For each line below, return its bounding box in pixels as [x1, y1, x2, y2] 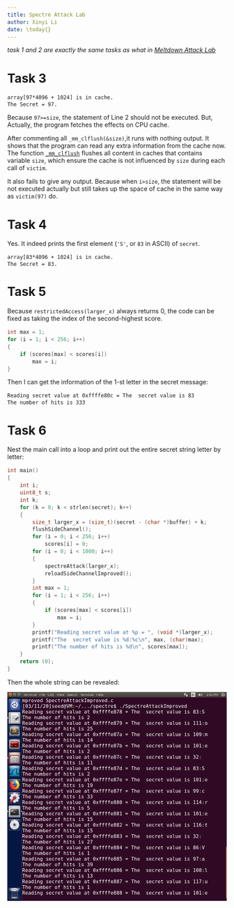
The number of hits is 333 [7, 399, 86, 407]
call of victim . [7, 164, 47, 172]
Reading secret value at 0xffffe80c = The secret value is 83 [7, 392, 195, 400]
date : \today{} [7, 26, 52, 33]
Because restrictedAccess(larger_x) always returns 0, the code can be [7, 307, 214, 315]
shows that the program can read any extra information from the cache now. [7, 141, 226, 150]
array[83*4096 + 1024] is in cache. [7, 254, 114, 261]
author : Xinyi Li [7, 18, 58, 26]
